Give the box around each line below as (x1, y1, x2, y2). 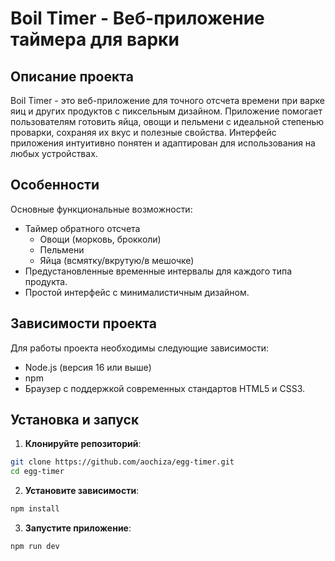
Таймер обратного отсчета (24, 222, 141, 234)
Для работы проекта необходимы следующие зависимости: (10, 342, 270, 354)
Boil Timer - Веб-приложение (10, 7, 265, 30)
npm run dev (10, 542, 60, 552)
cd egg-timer (10, 467, 65, 477)
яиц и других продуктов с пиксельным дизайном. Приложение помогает (10, 105, 323, 117)
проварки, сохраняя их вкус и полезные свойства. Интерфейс (10, 127, 277, 138)
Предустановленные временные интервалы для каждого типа (24, 265, 293, 277)
